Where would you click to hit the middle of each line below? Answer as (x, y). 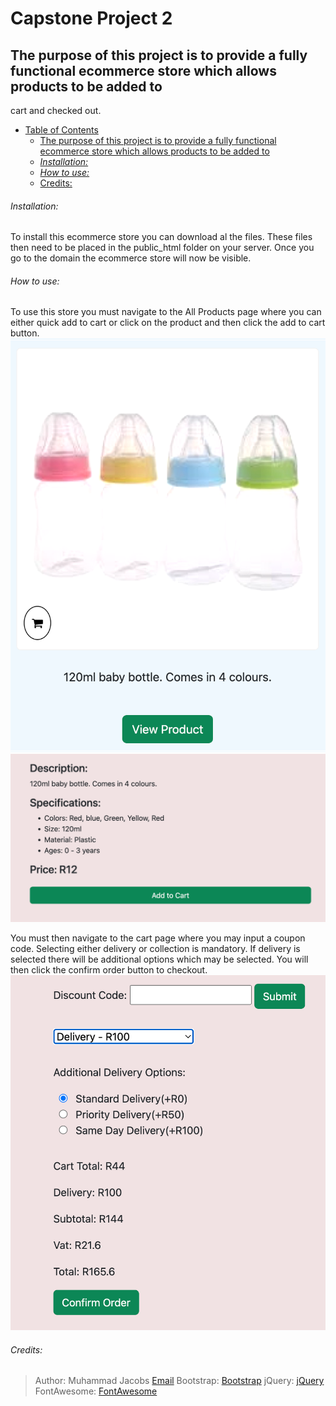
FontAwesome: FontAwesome (96, 1391)
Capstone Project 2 (91, 18)
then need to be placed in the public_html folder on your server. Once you (162, 248)
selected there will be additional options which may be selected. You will (159, 959)
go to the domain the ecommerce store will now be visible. (131, 258)
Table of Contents (61, 130)
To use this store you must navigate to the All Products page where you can (166, 312)
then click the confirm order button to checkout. (109, 970)
